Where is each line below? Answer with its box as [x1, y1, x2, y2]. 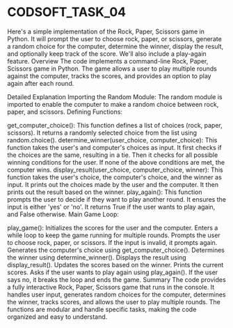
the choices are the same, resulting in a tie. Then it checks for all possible [7, 151, 218, 159]
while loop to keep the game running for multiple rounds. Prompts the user [7, 231, 220, 239]
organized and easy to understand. [7, 312, 108, 321]
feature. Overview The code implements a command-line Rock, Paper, [7, 57, 209, 65]
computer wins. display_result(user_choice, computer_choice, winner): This [7, 165, 224, 174]
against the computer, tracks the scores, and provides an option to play [7, 71, 211, 80]
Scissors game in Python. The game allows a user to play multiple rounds [7, 64, 218, 73]
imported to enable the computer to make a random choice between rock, [7, 100, 219, 108]
